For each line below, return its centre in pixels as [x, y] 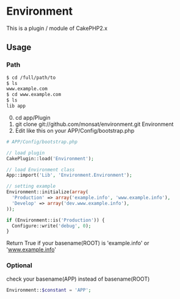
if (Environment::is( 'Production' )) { [56, 220]
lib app [16, 106]
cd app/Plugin [33, 117]
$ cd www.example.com [34, 95]
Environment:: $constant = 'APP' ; [49, 290]
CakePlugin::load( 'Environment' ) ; [50, 158]
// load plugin [26, 153]
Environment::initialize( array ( [47, 192]
